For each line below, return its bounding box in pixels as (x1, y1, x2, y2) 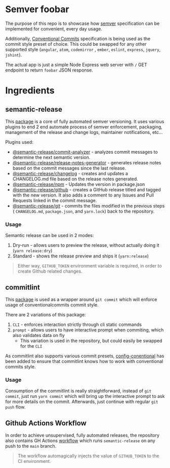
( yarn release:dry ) (12, 248, 53, 254)
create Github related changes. (17, 268, 82, 275)
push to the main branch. (5, 443, 57, 449)
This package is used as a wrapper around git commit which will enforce (5, 296, 157, 303)
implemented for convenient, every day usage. (5, 25, 103, 31)
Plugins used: (5, 139, 34, 145)
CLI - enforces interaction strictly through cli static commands (12, 321, 142, 328)
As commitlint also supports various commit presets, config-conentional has (5, 353, 164, 359)
